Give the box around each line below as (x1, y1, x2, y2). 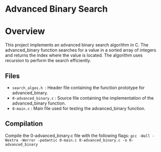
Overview (5, 26, 45, 37)
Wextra (5, 138, 18, 143)
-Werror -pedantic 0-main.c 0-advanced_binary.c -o (20, 138, 127, 143)
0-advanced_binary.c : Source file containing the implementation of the (12, 95, 154, 101)
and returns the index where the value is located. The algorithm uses (5, 52, 143, 58)
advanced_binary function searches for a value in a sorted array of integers (5, 47, 157, 53)
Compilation (5, 120, 43, 128)
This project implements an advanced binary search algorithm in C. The (5, 42, 149, 48)
